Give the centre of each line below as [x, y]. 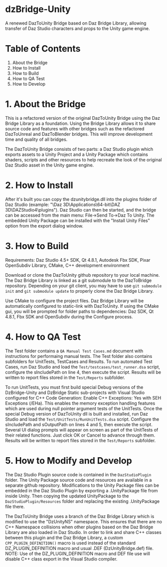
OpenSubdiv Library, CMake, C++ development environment [67, 265]
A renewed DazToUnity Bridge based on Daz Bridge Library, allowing [76, 23]
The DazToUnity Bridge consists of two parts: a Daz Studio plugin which [79, 149]
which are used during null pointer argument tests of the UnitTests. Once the [84, 408]
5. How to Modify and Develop [69, 460]
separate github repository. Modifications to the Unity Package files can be [82, 485]
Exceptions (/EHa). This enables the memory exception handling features [80, 403]
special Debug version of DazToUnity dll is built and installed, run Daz [77, 414]
